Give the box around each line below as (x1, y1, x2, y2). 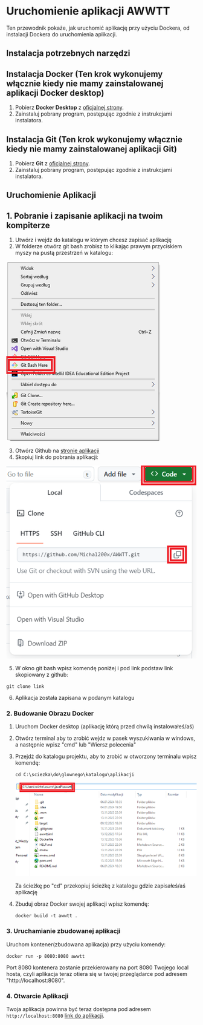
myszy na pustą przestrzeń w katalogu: (14, 249, 114, 257)
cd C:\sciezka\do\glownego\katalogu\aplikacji (14, 772, 135, 778)
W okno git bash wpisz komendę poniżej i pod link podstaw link (14, 664, 173, 671)
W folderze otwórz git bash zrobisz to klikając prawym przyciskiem (14, 243, 182, 250)
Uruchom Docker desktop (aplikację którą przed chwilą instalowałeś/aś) (14, 723, 195, 730)
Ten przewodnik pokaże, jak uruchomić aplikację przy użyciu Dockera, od (6, 24, 190, 31)
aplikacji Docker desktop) (6, 88, 105, 98)
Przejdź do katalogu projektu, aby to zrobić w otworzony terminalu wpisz (14, 753, 198, 760)
